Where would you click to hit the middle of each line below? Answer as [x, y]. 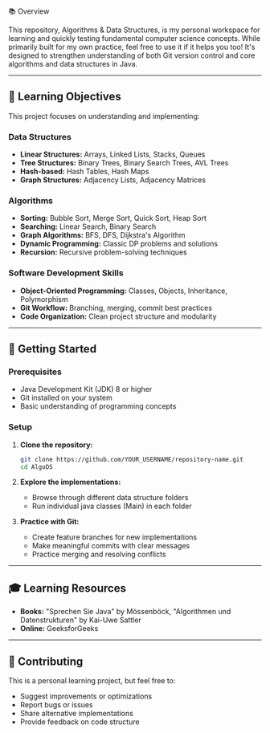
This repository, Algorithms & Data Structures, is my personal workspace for [134, 30]
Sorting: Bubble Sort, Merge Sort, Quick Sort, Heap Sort [113, 218]
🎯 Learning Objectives [65, 97]
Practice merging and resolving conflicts [99, 554]
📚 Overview [29, 11]
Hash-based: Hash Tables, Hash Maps [84, 172]
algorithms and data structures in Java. [73, 64]
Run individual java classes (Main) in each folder [112, 506]
